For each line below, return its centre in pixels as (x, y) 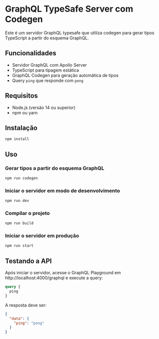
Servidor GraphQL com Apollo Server (49, 65)
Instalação (21, 128)
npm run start (19, 246)
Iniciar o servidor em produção (42, 236)
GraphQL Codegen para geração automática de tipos (65, 75)
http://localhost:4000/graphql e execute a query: (54, 278)
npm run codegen (21, 178)
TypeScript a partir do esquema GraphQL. (47, 38)
